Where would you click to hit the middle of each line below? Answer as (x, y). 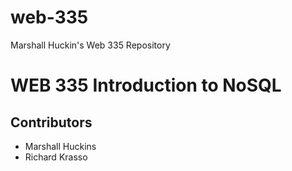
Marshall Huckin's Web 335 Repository (90, 45)
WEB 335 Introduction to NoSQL (146, 85)
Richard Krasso (56, 157)
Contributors (51, 122)
